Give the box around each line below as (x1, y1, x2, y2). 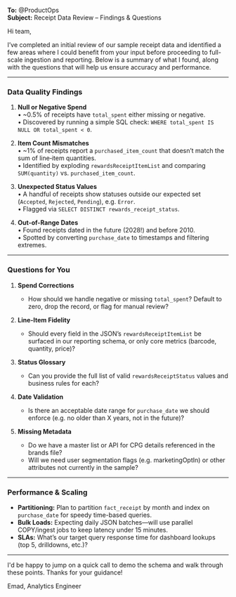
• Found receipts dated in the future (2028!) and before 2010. (17, 226, 195, 235)
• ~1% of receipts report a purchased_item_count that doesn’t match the (17, 147, 225, 155)
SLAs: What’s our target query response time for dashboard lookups (17, 533, 216, 542)
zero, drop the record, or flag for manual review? (27, 302, 169, 310)
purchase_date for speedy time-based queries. (17, 511, 152, 519)
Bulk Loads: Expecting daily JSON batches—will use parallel (17, 518, 193, 526)
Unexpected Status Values (17, 183, 97, 191)
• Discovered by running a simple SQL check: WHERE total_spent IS (17, 118, 214, 126)
